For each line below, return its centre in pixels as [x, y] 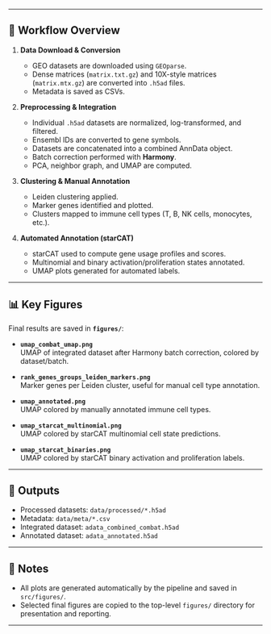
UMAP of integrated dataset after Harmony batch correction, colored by [140, 352]
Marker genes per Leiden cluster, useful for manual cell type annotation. [140, 385]
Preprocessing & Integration [68, 106]
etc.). [41, 222]
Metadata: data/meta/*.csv [65, 519]
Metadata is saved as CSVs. [78, 91]
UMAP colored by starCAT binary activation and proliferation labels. [132, 457]
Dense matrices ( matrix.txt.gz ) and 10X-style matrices [124, 74]
